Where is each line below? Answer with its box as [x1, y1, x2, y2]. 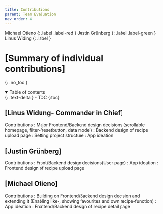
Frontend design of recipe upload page [5, 165, 85, 171]
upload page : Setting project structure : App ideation [5, 132, 114, 139]
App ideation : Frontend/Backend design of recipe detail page [5, 203, 131, 209]
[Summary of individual [5, 53, 104, 64]
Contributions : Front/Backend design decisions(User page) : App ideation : [5, 160, 158, 166]
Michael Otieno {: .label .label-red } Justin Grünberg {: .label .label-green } [5, 30, 156, 36]
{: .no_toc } [5, 80, 28, 86]
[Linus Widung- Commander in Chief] [5, 108, 123, 117]
